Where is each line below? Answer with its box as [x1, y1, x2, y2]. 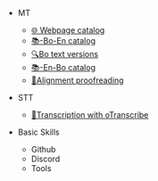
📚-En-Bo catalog [30, 62, 96, 72]
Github [30, 144, 56, 154]
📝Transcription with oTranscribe [30, 110, 149, 119]
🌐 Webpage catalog [30, 25, 105, 35]
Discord [30, 153, 61, 164]
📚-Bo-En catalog [30, 36, 96, 45]
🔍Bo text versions [30, 49, 99, 59]
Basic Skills [17, 127, 60, 137]
